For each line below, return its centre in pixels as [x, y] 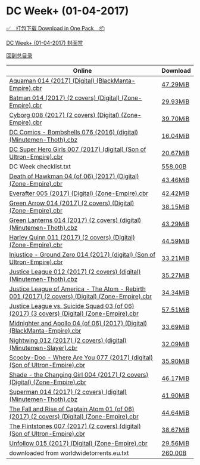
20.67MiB [176, 153]
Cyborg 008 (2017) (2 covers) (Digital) [64, 115]
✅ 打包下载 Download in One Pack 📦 [56, 28]
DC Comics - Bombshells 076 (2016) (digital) [74, 132]
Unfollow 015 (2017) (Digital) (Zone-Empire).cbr [78, 443]
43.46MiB [176, 180]
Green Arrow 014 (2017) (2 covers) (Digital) [72, 203]
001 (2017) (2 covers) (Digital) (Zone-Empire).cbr [81, 296]
